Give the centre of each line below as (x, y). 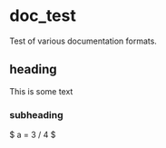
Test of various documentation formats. (83, 41)
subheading (36, 114)
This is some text (41, 91)
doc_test (43, 16)
